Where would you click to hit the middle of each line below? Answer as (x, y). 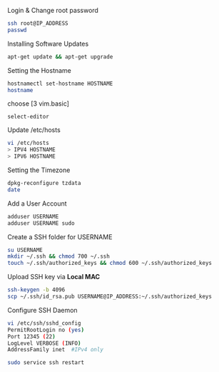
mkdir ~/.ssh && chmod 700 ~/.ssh (59, 256)
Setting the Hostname (39, 70)
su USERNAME (25, 250)
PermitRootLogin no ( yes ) (46, 330)
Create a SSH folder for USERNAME (60, 237)
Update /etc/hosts (34, 130)
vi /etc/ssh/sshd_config (44, 323)
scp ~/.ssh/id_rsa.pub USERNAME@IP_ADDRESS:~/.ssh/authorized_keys (110, 296)
